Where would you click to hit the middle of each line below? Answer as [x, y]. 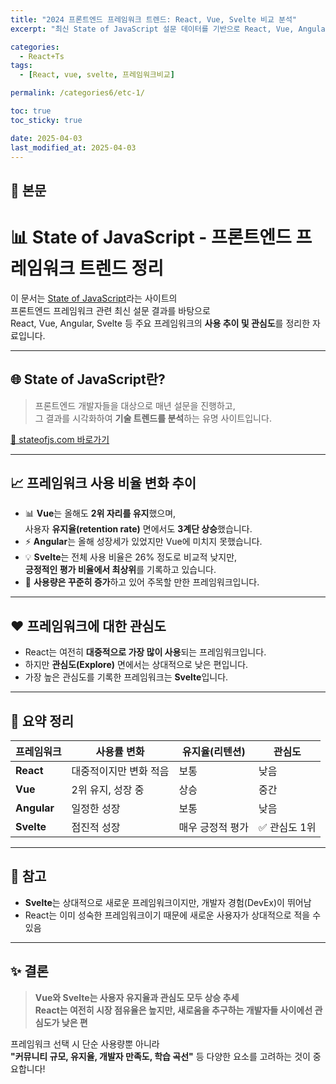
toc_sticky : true [46, 120]
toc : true [31, 111]
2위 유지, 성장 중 [108, 789]
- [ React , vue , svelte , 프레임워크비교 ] [97, 75]
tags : [21, 66]
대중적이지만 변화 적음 [120, 771]
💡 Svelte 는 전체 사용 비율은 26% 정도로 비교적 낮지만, [131, 557]
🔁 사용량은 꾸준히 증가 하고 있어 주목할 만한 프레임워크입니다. [142, 582]
